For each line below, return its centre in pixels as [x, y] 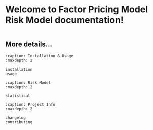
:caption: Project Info [30, 104]
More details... [29, 45]
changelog [16, 118]
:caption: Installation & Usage [39, 56]
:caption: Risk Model [28, 82]
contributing [19, 122]
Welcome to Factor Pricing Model [77, 9]
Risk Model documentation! [65, 20]
